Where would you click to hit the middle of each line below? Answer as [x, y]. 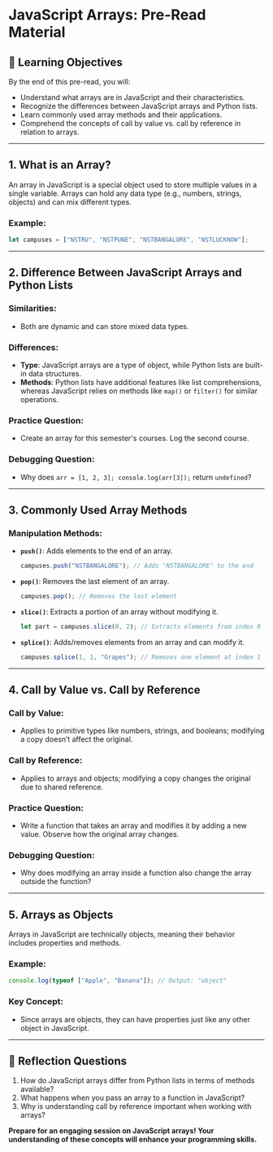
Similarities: [32, 309]
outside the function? [56, 881]
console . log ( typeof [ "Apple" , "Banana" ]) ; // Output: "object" [118, 981]
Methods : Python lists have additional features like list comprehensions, [141, 382]
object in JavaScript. [54, 1028]
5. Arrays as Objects [61, 914]
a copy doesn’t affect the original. [76, 739]
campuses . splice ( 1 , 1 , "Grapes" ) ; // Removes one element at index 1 [141, 657]
